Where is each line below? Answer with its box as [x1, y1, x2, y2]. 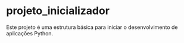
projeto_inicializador [6, 4, 110, 18]
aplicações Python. [6, 29, 54, 37]
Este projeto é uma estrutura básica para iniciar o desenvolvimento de [6, 24, 178, 31]
